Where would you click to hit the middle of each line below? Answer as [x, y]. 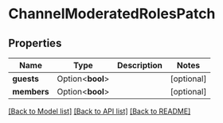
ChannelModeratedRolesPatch [112, 14]
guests [26, 79]
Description [140, 65]
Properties [35, 43]
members [31, 92]
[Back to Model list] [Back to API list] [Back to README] [100, 111]
